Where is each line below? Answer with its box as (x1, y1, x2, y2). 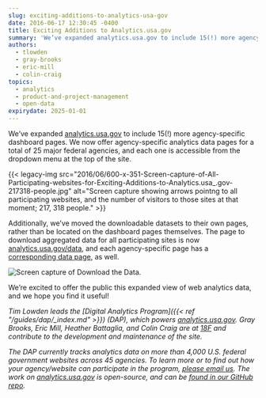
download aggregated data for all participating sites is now (8, 235, 200, 244)
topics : (8, 78, 34, 85)
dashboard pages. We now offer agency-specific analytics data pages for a (8, 138, 255, 146)
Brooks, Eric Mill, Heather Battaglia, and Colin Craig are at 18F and (8, 324, 227, 332)
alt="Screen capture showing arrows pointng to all (73, 187, 237, 195)
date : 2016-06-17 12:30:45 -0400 (8, 19, 119, 27)
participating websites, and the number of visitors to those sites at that (8, 195, 239, 204)
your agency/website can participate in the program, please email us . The (8, 364, 251, 373)
